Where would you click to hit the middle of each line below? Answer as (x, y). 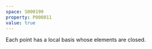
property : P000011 (29, 17)
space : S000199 (25, 12)
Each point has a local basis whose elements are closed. (76, 40)
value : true (21, 23)
